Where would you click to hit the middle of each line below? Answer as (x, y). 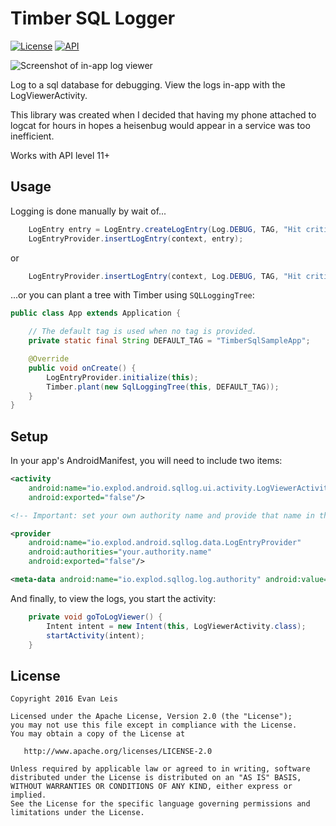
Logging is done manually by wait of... (88, 211)
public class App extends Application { (96, 313)
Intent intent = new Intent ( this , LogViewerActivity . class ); (176, 626)
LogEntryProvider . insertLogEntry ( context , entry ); (136, 238)
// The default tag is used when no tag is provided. (142, 332)
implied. (28, 795)
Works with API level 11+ (60, 155)
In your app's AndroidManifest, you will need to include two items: (146, 461)
